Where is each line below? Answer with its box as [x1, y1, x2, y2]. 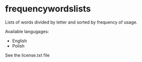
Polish [12, 43, 25, 49]
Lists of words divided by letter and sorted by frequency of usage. [5, 19, 138, 25]
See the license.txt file [5, 52, 50, 58]
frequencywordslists [5, 3, 91, 14]
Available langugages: [5, 28, 50, 34]
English [12, 37, 27, 44]
